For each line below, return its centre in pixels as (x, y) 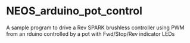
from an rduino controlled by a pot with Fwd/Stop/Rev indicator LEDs (91, 33)
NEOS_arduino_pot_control (74, 11)
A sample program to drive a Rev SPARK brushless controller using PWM (95, 27)
